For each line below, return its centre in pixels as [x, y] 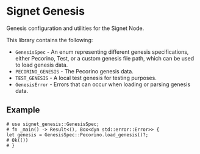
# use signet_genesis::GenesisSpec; [53, 124]
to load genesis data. [41, 65]
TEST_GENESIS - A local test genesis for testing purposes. [86, 78]
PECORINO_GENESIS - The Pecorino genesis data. [74, 71]
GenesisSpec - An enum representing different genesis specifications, [102, 52]
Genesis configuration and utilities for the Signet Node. [75, 28]
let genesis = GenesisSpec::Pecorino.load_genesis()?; [77, 135]
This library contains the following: [50, 40]
